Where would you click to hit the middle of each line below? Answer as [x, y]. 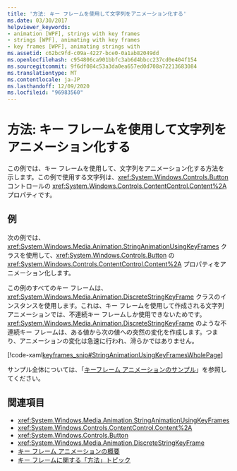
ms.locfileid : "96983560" [45, 93]
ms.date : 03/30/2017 [38, 20]
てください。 [26, 378]
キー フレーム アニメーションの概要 [68, 451]
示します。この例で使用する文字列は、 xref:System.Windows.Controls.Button [118, 177]
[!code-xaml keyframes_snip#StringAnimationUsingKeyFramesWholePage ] [115, 354]
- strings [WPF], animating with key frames [74, 40]
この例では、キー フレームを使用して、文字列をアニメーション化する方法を [116, 168]
